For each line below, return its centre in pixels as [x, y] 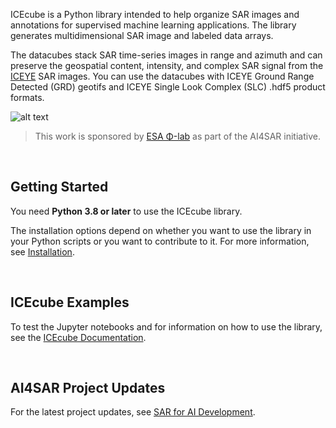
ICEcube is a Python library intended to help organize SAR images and [155, 14]
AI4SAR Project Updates [88, 388]
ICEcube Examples [70, 302]
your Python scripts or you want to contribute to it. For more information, [160, 241]
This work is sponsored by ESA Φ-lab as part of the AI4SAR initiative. [177, 136]
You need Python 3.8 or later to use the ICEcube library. [126, 211]
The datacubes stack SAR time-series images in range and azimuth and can [166, 55]
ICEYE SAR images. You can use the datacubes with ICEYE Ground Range [162, 76]
